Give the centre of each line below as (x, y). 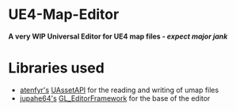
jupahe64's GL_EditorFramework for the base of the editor (115, 98)
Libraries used (56, 68)
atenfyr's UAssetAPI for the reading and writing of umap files (119, 90)
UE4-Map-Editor (64, 15)
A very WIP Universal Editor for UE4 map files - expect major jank (118, 36)
